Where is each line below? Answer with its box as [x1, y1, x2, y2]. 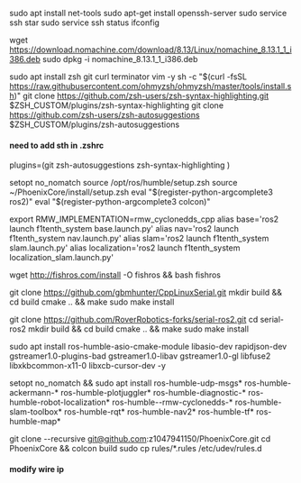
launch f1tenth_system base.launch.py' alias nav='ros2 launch [9, 223, 240, 234]
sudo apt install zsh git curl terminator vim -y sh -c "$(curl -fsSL [9, 71, 248, 82]
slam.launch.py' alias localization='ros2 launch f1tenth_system [9, 242, 241, 253]
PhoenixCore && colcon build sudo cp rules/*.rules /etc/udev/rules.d [9, 443, 263, 454]
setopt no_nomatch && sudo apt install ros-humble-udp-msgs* [9, 378, 243, 388]
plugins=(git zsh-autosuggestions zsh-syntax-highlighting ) [9, 159, 231, 170]
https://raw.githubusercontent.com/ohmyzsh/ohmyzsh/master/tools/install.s [9, 81, 292, 91]
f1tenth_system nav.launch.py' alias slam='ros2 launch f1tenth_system [9, 233, 269, 244]
